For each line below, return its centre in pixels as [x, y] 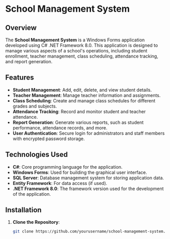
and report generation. [29, 61]
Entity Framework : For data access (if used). [60, 183]
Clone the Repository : [36, 222]
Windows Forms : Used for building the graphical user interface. [80, 172]
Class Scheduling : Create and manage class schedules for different [84, 100]
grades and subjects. [35, 106]
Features [20, 78]
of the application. [32, 194]
